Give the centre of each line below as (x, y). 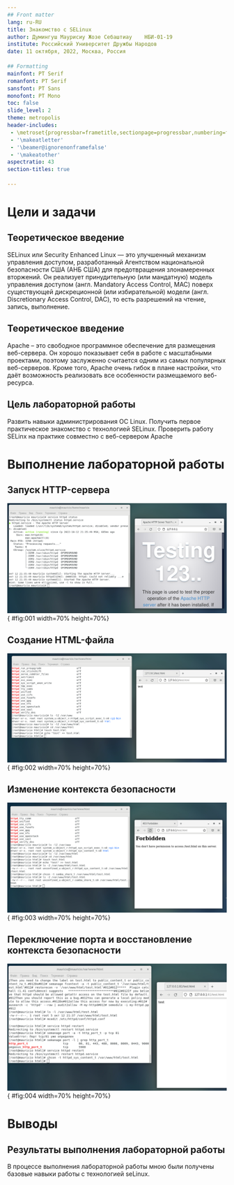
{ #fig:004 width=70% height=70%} (59, 1096)
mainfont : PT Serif (36, 73)
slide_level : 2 (29, 111)
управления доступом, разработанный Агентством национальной (106, 262)
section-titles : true (39, 170)
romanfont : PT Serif (37, 81)
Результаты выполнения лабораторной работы (116, 1150)
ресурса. (21, 382)
